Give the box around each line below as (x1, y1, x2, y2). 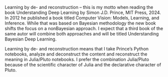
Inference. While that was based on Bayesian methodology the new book (5, 20, 156, 26)
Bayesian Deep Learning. (5, 36, 57, 42)
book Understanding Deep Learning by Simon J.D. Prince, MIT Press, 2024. (5, 9, 161, 15)
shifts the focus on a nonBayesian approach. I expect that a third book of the (5, 25, 163, 31)
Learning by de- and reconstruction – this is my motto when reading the (5, 4, 154, 10)
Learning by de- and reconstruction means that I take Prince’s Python (5, 46, 149, 51)
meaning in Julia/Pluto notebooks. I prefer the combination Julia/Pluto (5, 56, 149, 62)
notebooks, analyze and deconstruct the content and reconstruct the (5, 51, 148, 57)
